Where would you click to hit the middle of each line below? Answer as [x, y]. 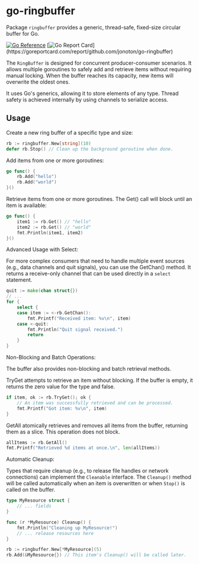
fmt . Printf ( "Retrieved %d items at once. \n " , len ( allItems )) [83, 448]
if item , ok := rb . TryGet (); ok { [49, 397]
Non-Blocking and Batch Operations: [51, 357]
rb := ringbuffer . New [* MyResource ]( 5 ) [54, 550]
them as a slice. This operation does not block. [63, 432]
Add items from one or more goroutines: [55, 160]
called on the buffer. [31, 490]
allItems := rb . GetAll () [37, 442]
